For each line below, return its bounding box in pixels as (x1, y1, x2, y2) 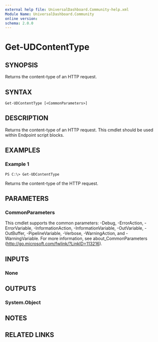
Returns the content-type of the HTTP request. (5, 180, 98, 186)
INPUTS (5, 255, 29, 263)
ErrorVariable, (5, 225, 33, 231)
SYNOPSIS (5, 61, 38, 69)
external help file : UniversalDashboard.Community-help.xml (5, 7, 129, 12)
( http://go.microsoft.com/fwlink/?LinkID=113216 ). (5, 241, 103, 247)
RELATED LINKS (5, 330, 54, 339)
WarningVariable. (5, 235, 40, 241)
